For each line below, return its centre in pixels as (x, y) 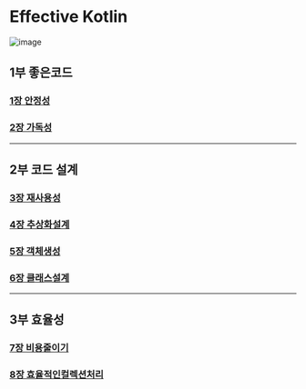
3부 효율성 (37, 320)
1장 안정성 (30, 101)
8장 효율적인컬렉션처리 (57, 374)
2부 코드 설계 (44, 170)
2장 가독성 (31, 127)
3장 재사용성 (35, 197)
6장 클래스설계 (40, 277)
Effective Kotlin (69, 17)
